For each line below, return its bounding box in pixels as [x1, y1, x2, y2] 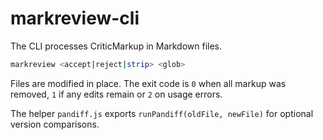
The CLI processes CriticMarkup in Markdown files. [10, 40, 223, 52]
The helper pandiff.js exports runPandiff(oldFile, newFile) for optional [10, 107, 314, 119]
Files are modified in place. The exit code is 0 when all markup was [10, 77, 287, 89]
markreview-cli [10, 7, 140, 30]
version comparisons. [10, 118, 100, 130]
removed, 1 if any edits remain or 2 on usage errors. [10, 88, 223, 100]
